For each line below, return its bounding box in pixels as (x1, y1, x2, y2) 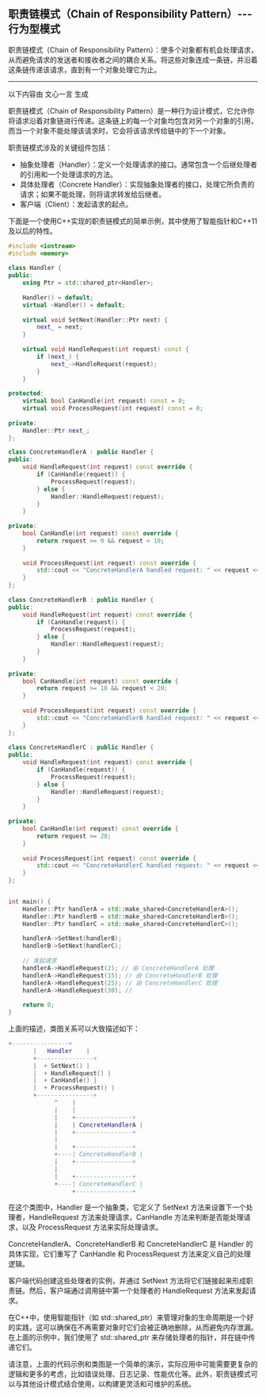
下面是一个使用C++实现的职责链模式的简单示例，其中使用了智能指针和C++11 (8, 216, 257, 226)
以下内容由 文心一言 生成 (8, 89, 89, 98)
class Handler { (8, 264, 62, 272)
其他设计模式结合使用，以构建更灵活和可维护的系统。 (21, 1379, 196, 1389)
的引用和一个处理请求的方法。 (19, 169, 117, 179)
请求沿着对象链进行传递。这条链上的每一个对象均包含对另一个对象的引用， (14, 116, 258, 125)
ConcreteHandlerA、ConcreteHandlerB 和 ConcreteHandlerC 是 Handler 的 (8, 1240, 253, 1249)
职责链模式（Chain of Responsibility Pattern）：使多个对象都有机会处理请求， (8, 44, 259, 54)
